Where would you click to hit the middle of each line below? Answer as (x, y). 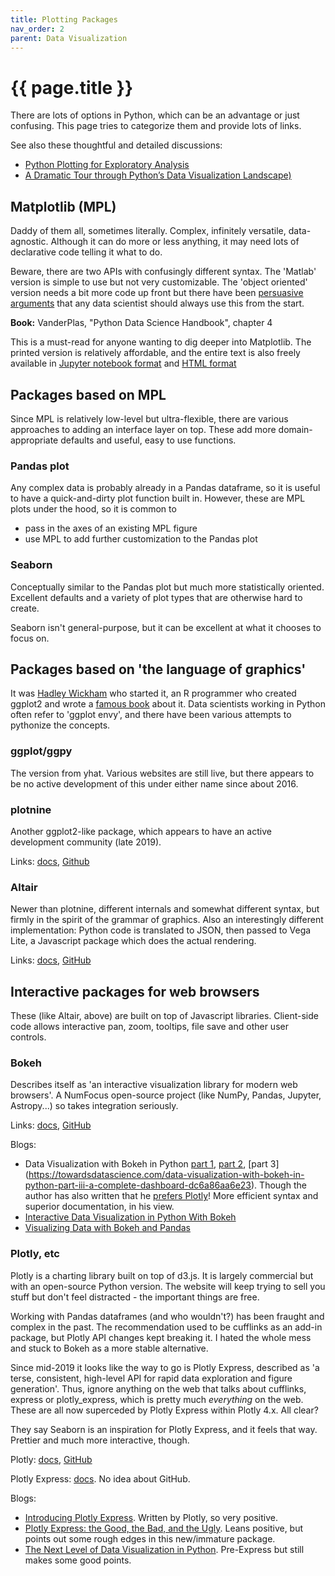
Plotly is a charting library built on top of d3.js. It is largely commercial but (162, 1275)
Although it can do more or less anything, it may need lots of (175, 242)
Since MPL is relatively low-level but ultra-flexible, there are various (149, 418)
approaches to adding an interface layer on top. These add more (143, 429)
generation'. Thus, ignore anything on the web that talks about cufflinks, (158, 1388)
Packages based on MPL (88, 394)
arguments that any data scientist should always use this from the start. (157, 303)
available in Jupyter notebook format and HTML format (123, 363)
